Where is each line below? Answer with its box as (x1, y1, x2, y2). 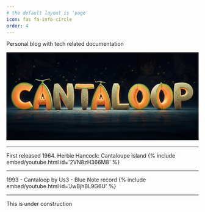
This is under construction (6, 200, 73, 207)
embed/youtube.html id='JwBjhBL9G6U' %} (6, 182, 117, 189)
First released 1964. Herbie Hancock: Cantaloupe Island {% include (6, 152, 176, 159)
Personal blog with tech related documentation (6, 40, 124, 48)
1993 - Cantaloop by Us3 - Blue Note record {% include (6, 176, 146, 183)
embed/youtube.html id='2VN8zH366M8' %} (6, 158, 120, 166)
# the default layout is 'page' (6, 10, 88, 16)
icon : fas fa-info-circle (6, 16, 72, 23)
